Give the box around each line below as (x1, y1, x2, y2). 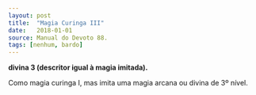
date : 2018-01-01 (8, 26, 73, 34)
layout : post (8, 11, 52, 20)
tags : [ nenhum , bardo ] (8, 41, 83, 49)
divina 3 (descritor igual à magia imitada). (8, 63, 148, 72)
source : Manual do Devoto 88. (8, 33, 109, 42)
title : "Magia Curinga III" (8, 19, 105, 27)
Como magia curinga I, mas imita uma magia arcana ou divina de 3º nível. (8, 78, 248, 88)
